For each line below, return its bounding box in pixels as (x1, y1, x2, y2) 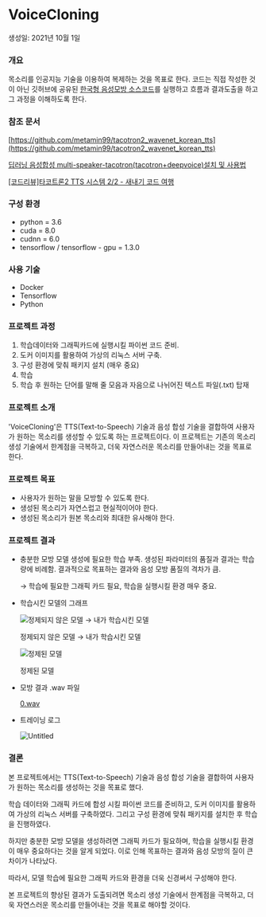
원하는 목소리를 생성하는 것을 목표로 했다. (16, 782, 145, 792)
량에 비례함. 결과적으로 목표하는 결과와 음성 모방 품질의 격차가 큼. (19, 564, 221, 574)
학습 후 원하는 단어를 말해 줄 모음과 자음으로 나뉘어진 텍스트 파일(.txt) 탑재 (19, 380, 249, 390)
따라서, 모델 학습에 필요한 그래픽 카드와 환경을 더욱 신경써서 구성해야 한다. (8, 872, 237, 882)
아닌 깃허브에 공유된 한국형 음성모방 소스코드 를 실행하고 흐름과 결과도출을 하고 (16, 84, 259, 94)
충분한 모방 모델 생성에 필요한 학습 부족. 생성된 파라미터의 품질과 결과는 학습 (19, 555, 256, 564)
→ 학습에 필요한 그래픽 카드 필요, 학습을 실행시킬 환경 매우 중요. (19, 582, 217, 591)
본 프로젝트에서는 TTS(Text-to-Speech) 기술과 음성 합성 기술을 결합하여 (8, 772, 233, 782)
